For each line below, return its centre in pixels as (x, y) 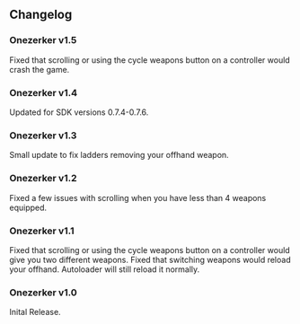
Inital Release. (35, 312)
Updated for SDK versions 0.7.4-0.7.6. (79, 112)
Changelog (41, 15)
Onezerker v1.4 (44, 92)
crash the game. (40, 69)
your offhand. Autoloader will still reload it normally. (105, 269)
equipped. (28, 207)
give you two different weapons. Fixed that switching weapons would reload (150, 259)
